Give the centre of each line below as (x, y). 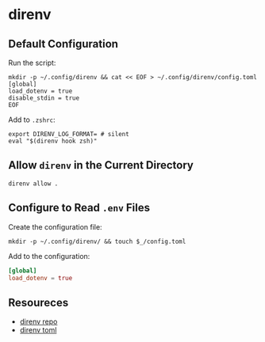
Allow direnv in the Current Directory (101, 165)
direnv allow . (33, 184)
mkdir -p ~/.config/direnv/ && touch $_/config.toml (97, 241)
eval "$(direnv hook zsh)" (53, 141)
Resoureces (38, 302)
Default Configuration (63, 44)
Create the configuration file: (55, 226)
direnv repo (38, 321)
